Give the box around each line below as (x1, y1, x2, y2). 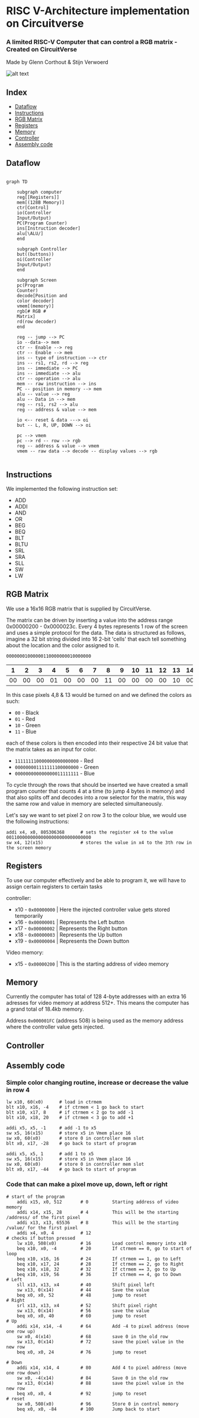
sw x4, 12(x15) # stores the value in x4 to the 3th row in (6, 840, 192, 845)
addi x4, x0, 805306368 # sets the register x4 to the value (6, 829, 174, 835)
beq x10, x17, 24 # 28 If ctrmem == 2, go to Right (17, 1261, 184, 1267)
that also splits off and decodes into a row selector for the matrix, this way (6, 793, 187, 800)
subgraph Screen (17, 277, 57, 284)
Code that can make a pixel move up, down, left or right (6, 1180, 168, 1188)
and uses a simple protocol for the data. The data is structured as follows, (6, 629, 186, 636)
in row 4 (6, 1086, 30, 1094)
